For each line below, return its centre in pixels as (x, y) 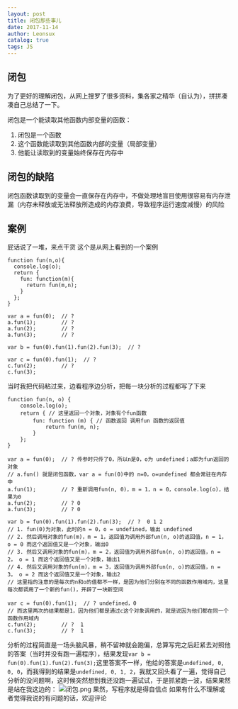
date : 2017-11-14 (33, 27)
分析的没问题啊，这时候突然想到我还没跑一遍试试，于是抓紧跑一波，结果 (113, 681)
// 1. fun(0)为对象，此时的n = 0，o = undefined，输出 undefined (100, 530)
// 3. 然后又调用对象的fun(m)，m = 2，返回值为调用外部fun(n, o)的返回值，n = (114, 552)
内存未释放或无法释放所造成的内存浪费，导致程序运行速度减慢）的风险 (122, 204)
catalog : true (28, 40)
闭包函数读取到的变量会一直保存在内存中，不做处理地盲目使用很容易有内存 (116, 195)
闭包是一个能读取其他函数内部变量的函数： (69, 119)
